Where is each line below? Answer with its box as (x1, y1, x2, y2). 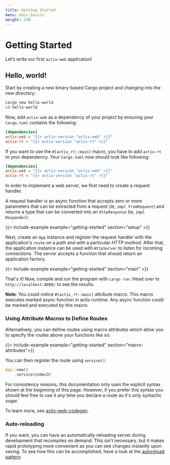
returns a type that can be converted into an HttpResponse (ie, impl (5, 209, 145, 215)
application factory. (5, 256, 46, 262)
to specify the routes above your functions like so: (5, 332, 111, 338)
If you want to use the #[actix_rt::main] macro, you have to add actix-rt (5, 148, 162, 154)
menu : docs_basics (5, 12, 44, 17)
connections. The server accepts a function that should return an (5, 250, 142, 257)
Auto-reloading (5, 420, 44, 428)
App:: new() (5, 367, 29, 373)
